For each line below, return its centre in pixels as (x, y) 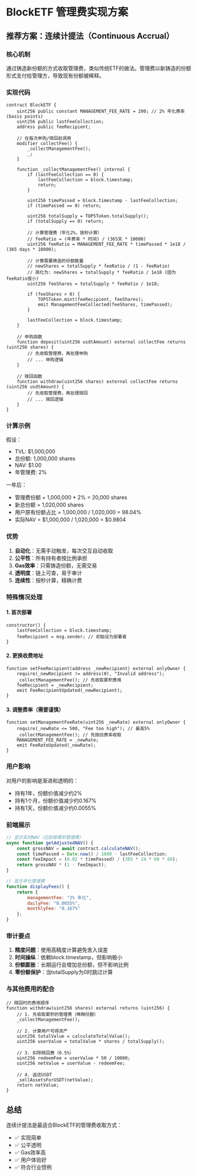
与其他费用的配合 (30, 989)
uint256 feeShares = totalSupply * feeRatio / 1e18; (93, 284)
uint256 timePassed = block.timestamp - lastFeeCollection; (103, 201)
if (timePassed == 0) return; (64, 206)
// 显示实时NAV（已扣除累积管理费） (45, 837)
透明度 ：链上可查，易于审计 (48, 573)
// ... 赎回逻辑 (45, 400)
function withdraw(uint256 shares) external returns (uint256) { (88, 1008)
